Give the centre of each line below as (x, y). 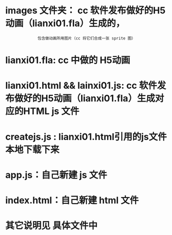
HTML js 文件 (51, 111)
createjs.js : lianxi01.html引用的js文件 (86, 137)
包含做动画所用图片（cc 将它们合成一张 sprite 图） (87, 38)
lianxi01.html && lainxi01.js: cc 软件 (81, 86)
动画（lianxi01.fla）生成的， (65, 23)
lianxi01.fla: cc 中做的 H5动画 (68, 60)
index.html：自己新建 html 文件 (72, 200)
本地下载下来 (33, 150)
